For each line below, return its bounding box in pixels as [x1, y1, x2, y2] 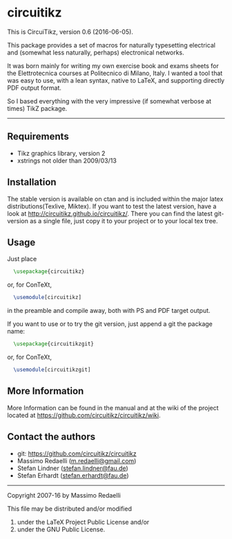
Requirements [7, 131, 69, 143]
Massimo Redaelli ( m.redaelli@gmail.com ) [17, 456, 137, 465]
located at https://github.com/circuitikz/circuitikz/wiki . [7, 411, 161, 419]
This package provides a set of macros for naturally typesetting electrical [7, 41, 216, 49]
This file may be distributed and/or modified [7, 505, 133, 513]
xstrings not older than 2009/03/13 [17, 156, 117, 165]
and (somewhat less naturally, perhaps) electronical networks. [7, 48, 184, 57]
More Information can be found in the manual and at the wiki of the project [7, 403, 219, 411]
